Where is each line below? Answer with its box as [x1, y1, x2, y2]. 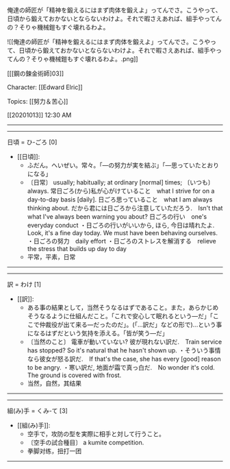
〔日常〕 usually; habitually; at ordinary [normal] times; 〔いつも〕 [27, 178, 214, 187]
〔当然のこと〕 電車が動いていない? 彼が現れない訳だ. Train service [27, 338, 222, 346]
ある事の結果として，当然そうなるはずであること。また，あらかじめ [27, 304, 219, 311]
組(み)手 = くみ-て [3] [7, 407, 68, 415]
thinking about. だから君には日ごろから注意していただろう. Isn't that [27, 204, 223, 212]
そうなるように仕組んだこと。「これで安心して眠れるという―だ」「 [27, 312, 214, 320]
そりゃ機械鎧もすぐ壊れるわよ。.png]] [30, 55, 138, 63]
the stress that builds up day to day [27, 245, 127, 252]
